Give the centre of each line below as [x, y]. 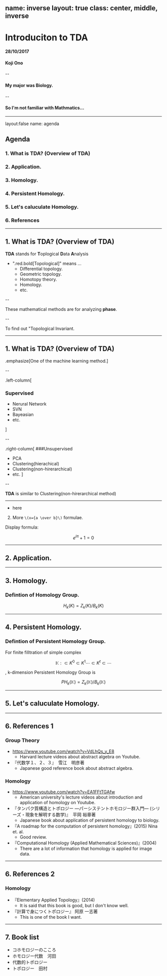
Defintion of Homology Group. [42, 595]
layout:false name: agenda [32, 124]
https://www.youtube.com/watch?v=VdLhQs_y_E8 [63, 751]
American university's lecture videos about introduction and [81, 797]
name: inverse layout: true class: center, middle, [82, 8]
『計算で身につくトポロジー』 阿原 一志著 [55, 911]
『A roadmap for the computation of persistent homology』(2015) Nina [85, 826]
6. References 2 [30, 874]
